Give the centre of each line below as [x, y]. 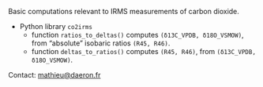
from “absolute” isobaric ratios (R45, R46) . [101, 43]
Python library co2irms [56, 26]
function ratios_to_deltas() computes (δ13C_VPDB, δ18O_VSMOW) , [137, 35]
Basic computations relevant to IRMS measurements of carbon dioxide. [124, 11]
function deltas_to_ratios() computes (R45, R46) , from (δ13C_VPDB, [144, 51]
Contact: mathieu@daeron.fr [54, 75]
